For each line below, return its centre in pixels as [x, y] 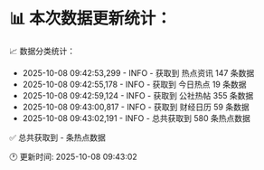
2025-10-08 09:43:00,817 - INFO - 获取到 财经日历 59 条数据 [136, 107]
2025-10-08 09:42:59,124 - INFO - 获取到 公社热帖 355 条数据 [138, 95]
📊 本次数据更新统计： [90, 19]
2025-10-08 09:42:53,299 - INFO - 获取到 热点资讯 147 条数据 [138, 72]
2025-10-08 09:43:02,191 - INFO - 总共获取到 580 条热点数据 [136, 118]
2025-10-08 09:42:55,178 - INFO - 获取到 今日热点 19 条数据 [134, 84]
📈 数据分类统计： [42, 51]
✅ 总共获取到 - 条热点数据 [58, 137]
